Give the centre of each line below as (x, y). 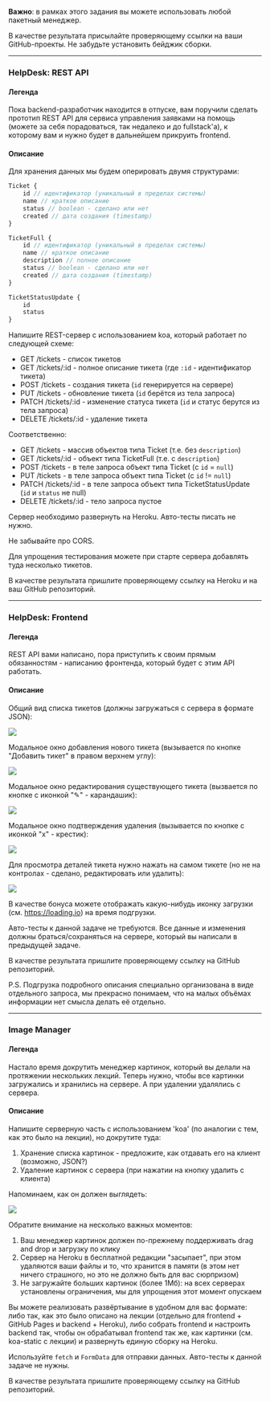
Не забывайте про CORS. (51, 541)
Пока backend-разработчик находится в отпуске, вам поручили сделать (133, 110)
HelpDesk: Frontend (48, 618)
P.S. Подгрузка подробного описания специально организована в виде (131, 984)
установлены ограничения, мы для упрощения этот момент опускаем (141, 1291)
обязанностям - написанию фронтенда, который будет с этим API (122, 663)
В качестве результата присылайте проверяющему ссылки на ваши (125, 36)
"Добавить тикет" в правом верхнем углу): (82, 755)
